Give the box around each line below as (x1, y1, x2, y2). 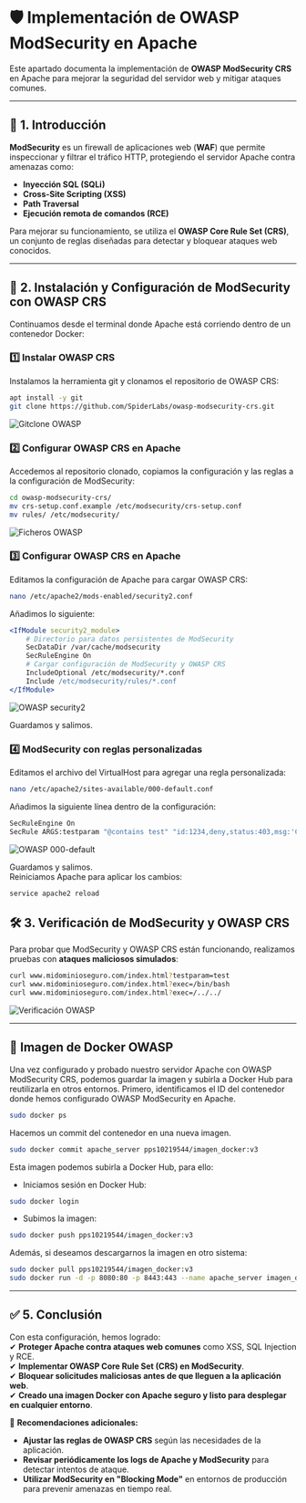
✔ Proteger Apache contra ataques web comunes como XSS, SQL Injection (9, 1341, 297, 1352)
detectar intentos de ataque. (22, 1464, 129, 1475)
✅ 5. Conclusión (9, 1307, 103, 1323)
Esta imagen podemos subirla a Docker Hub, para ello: (9, 1161, 214, 1173)
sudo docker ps (9, 1111, 67, 1120)
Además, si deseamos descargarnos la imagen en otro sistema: (9, 1247, 248, 1258)
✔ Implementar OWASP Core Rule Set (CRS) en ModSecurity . (9, 1361, 244, 1372)
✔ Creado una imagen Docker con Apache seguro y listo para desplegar (9, 1389, 287, 1401)
